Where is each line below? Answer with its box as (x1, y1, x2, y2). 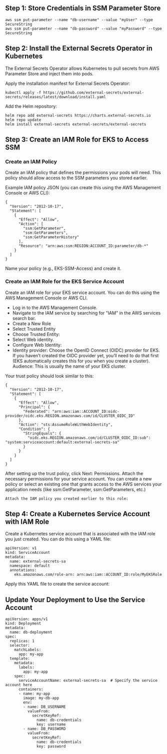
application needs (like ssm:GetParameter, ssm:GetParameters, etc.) (5, 486, 146, 492)
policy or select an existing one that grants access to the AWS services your (5, 481, 162, 487)
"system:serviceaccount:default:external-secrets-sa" (5, 439, 120, 444)
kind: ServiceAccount (5, 550, 50, 555)
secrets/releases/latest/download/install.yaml (5, 94, 106, 99)
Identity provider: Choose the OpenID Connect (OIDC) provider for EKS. (12, 347, 160, 353)
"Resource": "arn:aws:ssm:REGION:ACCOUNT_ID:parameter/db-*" (18, 243, 149, 249)
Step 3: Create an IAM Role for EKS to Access (5, 135, 149, 144)
